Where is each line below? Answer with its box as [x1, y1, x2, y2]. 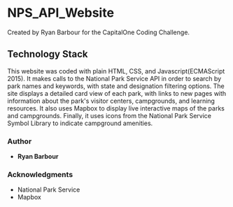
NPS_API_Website [7, 5, 114, 21]
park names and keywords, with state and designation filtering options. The [7, 82, 225, 90]
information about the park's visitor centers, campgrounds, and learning [7, 97, 216, 105]
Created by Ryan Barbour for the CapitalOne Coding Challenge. [7, 28, 190, 36]
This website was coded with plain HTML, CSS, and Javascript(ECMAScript [7, 66, 225, 75]
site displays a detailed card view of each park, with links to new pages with [7, 89, 227, 97]
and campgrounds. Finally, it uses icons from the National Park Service [7, 111, 212, 120]
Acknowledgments [7, 169, 73, 179]
